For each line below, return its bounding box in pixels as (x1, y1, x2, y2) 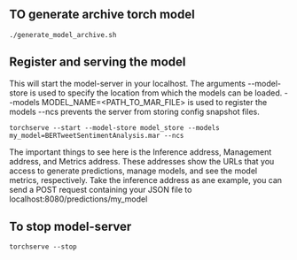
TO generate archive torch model (9, 7, 195, 22)
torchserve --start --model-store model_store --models (9, 123, 220, 132)
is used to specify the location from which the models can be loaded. (29, 88, 283, 98)
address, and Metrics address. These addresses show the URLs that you (9, 156, 275, 166)
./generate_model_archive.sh (9, 30, 117, 39)
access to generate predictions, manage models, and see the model (9, 165, 258, 176)
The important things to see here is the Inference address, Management (9, 146, 272, 157)
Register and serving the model (9, 55, 186, 70)
